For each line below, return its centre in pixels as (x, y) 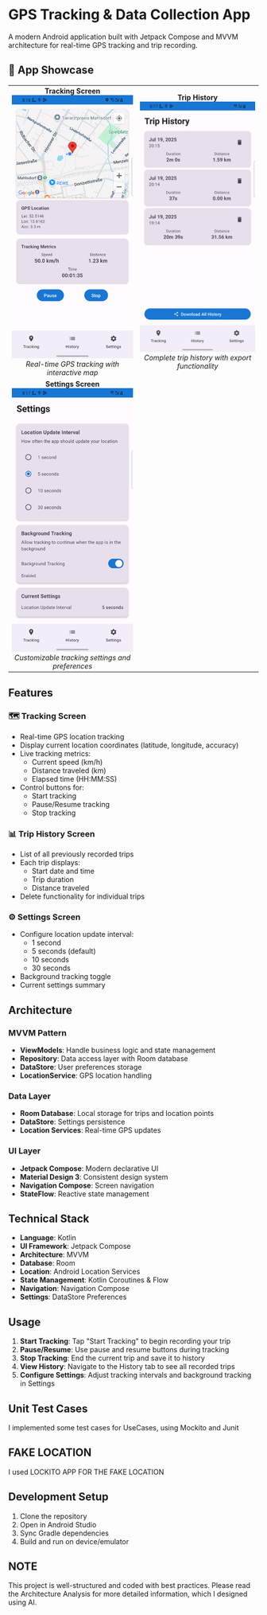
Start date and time (63, 871)
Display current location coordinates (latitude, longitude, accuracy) (129, 745)
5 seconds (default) (64, 951)
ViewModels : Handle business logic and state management (118, 1050)
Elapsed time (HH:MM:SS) (74, 778)
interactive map (72, 373)
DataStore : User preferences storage (81, 1067)
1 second (46, 943)
